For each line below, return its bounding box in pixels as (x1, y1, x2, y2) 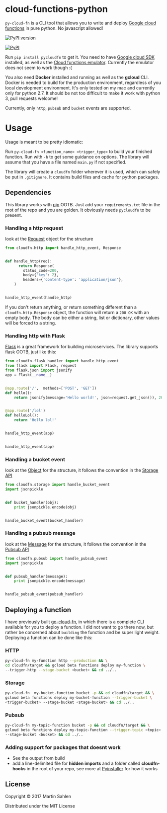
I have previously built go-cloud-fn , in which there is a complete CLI (5, 619, 144, 625)
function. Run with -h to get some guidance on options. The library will (5, 154, 150, 160)
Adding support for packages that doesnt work (5, 744, 121, 751)
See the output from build (12, 755, 65, 761)
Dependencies (5, 188, 51, 197)
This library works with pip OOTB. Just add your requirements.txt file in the (5, 201, 161, 207)
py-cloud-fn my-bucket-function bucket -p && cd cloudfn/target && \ (5, 691, 155, 696)
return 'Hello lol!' (14, 417, 57, 423)
